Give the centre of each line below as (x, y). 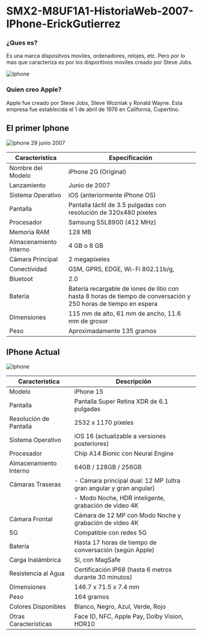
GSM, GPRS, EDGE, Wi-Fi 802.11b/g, (121, 269)
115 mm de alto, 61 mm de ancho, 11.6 (125, 313)
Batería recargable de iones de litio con (124, 288)
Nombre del (26, 168)
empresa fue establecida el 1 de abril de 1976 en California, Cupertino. (93, 109)
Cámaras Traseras (35, 485)
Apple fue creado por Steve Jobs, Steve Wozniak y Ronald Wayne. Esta (94, 103)
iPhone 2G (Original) (97, 171)
